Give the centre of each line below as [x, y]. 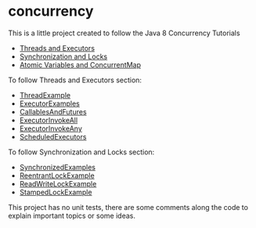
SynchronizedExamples [58, 167]
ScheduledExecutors [53, 136]
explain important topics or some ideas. [72, 215]
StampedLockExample [56, 192]
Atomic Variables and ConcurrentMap [80, 64]
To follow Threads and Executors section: [75, 80]
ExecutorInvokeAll [49, 120]
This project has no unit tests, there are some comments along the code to [128, 207]
